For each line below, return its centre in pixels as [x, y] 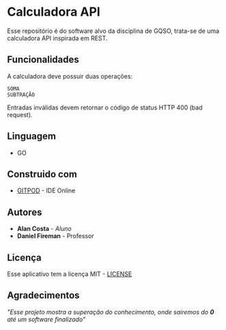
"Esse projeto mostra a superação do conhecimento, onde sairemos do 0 [111, 312]
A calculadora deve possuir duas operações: [70, 76]
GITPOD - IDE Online [46, 191]
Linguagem [32, 137]
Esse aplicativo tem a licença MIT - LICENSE [70, 274]
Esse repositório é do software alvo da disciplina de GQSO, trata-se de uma [113, 31]
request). [20, 114]
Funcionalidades [43, 60]
